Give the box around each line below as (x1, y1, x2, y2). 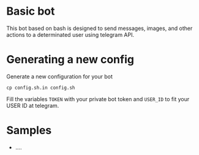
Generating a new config (6, 53, 135, 67)
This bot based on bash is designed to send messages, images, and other (6, 25, 193, 32)
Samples (6, 124, 52, 137)
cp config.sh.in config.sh (6, 85, 75, 91)
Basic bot (6, 4, 55, 18)
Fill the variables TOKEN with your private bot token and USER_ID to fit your (6, 95, 190, 102)
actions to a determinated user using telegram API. (6, 31, 135, 38)
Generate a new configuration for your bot (6, 72, 113, 80)
